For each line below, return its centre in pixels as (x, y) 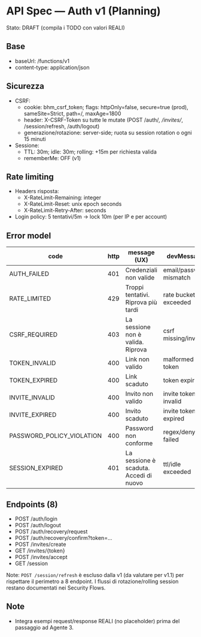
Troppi (135, 287)
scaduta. (138, 468)
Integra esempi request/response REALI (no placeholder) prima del (97, 621)
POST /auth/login (36, 519)
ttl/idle (172, 464)
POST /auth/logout (38, 525)
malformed (178, 359)
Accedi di (139, 476)
